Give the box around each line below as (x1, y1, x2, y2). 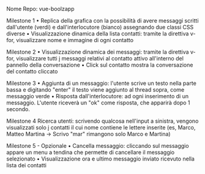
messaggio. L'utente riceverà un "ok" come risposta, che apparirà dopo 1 (6, 99, 190, 106)
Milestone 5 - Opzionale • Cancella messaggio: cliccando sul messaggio (6, 142, 189, 149)
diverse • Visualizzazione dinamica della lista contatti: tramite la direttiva (6, 30, 189, 37)
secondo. (6, 106, 31, 112)
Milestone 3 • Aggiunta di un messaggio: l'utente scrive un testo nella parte (6, 79, 197, 87)
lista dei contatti (6, 162, 47, 169)
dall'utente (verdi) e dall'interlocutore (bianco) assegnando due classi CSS (6, 24, 194, 31)
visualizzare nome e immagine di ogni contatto (16, 37, 133, 43)
